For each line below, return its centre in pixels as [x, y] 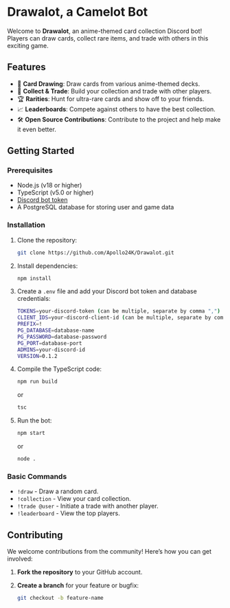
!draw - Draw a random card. [58, 491]
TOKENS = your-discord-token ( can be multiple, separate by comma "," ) [119, 311]
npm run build [37, 382]
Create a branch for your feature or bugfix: [78, 585]
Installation [26, 225]
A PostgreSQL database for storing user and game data [95, 207]
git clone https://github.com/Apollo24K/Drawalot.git [95, 252]
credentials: [34, 299]
